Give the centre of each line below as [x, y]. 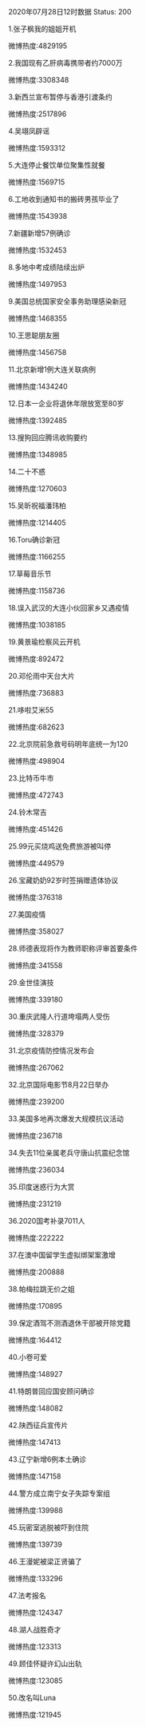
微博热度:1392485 [38, 420]
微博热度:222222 [36, 1238]
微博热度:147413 [35, 1442]
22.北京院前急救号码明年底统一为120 [69, 744]
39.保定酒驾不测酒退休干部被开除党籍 [70, 1323]
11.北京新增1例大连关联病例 [52, 369]
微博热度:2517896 [37, 114]
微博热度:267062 [36, 1067]
